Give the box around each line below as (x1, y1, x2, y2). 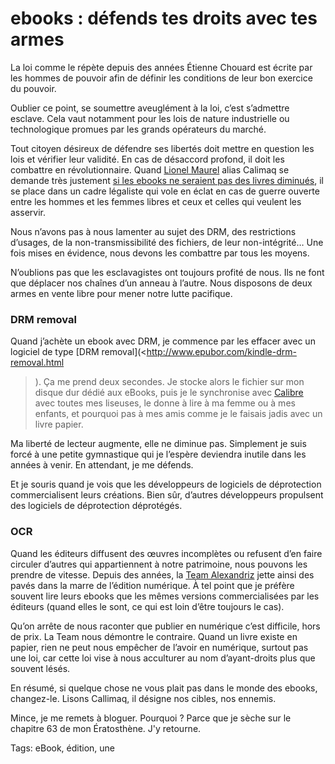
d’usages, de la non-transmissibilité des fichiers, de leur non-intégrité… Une (10, 236, 324, 248)
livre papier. (34, 418, 84, 431)
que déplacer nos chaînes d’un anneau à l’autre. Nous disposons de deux (10, 277, 313, 289)
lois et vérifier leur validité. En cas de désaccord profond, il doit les (10, 153, 285, 165)
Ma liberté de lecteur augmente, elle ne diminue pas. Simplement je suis (10, 438, 307, 450)
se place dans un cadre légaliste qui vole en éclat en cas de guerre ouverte (10, 185, 320, 197)
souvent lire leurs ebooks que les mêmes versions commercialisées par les (10, 590, 320, 602)
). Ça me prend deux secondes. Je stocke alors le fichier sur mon (34, 376, 305, 388)
